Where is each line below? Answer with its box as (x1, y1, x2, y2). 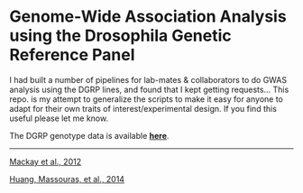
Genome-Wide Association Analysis (9, 6, 287, 27)
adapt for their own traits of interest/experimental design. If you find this (9, 103, 278, 114)
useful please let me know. (9, 113, 109, 124)
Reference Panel (9, 45, 135, 65)
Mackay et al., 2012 (9, 156, 82, 167)
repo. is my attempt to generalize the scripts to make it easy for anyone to (9, 93, 284, 105)
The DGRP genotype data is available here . (9, 130, 170, 141)
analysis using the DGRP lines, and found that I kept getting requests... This (9, 84, 289, 95)
